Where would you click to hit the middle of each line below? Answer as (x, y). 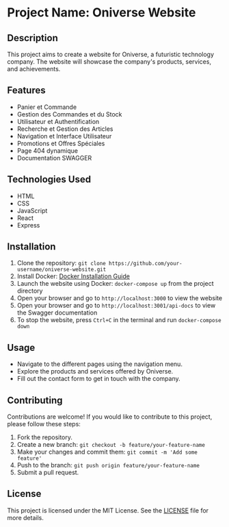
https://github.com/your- (145, 264)
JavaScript (32, 210)
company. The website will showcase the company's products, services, (109, 62)
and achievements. (34, 69)
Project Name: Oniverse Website (102, 13)
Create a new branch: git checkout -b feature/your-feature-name (111, 445)
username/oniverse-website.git (62, 270)
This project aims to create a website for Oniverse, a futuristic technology (110, 54)
